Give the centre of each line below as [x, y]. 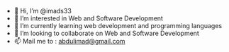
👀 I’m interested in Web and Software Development [88, 18]
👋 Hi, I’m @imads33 [43, 11]
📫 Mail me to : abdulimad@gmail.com [69, 41]
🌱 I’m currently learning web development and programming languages [118, 26]
